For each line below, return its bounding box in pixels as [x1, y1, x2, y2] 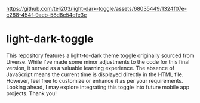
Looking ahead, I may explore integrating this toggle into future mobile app [6, 83, 190, 90]
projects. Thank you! [6, 89, 57, 97]
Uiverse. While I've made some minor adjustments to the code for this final [6, 58, 190, 65]
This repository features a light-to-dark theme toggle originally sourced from [6, 52, 195, 59]
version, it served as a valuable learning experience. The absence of [6, 64, 175, 71]
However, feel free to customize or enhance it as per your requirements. [6, 77, 183, 84]
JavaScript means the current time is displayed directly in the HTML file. [6, 71, 184, 78]
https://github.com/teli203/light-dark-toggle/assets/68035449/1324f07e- [6, 5, 187, 12]
